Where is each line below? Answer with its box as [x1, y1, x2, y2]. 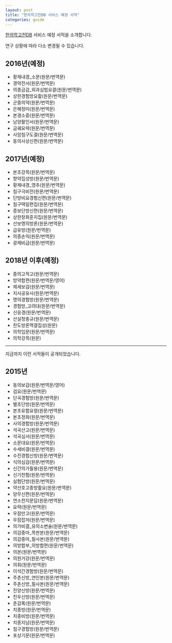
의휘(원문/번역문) [12, 561, 47, 568]
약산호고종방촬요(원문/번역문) [12, 484, 72, 490]
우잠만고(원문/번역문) [12, 510, 55, 516]
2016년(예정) [5, 59, 45, 68]
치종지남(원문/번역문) [12, 619, 55, 626]
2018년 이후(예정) [5, 256, 59, 265]
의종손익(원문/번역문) [12, 233, 55, 239]
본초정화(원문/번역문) [12, 414, 55, 420]
